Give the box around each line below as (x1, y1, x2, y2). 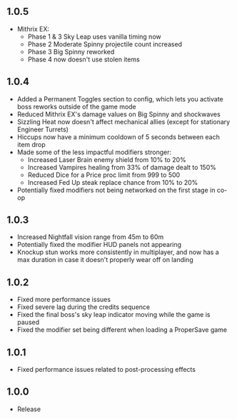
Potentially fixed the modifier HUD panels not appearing (16, 241, 182, 249)
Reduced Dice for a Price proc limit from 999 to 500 (27, 171, 181, 179)
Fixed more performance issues (16, 296, 111, 304)
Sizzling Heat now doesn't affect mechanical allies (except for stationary (16, 117, 231, 126)
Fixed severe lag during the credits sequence (16, 303, 151, 311)
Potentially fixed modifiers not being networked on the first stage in (16, 186, 216, 194)
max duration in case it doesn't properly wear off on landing (16, 256, 193, 264)
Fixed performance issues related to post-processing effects (16, 365, 196, 374)
